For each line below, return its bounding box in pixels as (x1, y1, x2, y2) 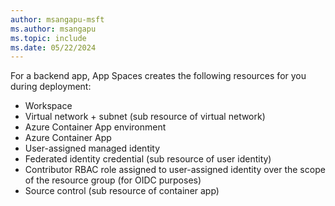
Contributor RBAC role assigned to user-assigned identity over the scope (24, 164, 326, 176)
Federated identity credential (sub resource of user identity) (24, 153, 272, 165)
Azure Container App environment (24, 121, 167, 133)
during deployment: (10, 81, 92, 93)
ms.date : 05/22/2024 (10, 42, 97, 53)
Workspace (24, 100, 73, 112)
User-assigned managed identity (24, 142, 161, 155)
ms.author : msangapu (10, 24, 97, 34)
